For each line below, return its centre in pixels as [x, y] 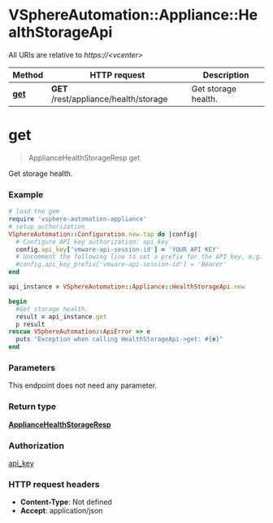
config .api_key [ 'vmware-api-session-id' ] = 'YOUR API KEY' [118, 249]
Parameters [32, 367]
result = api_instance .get [61, 316]
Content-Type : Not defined [66, 502]
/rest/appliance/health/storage [110, 99]
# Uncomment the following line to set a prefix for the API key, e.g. [140, 257]
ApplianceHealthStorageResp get [84, 157]
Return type [32, 407]
